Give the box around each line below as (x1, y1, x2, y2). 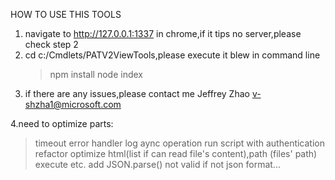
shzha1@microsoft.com (24, 99, 122, 110)
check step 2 (24, 39, 79, 50)
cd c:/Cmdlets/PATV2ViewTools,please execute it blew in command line (24, 49, 321, 61)
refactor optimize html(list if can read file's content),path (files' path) (34, 148, 318, 159)
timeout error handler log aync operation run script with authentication (34, 137, 326, 149)
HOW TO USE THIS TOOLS (10, 9, 122, 20)
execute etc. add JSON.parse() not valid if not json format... (34, 159, 281, 170)
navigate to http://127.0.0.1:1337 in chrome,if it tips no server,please (24, 28, 302, 39)
